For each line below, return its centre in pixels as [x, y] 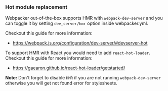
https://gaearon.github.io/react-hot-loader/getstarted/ [69, 68]
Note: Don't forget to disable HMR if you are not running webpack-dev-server [83, 78]
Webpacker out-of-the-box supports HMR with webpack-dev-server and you [84, 18]
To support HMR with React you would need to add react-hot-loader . [78, 53]
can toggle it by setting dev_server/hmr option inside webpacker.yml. [77, 23]
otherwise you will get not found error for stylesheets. [61, 83]
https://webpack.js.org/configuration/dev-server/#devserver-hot [80, 43]
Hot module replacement [36, 7]
